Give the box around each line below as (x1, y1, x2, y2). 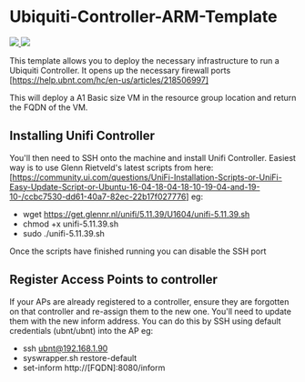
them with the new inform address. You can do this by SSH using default (9, 316, 281, 327)
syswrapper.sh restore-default (22, 352, 137, 363)
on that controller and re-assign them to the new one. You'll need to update (9, 306, 291, 317)
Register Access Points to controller (9, 272, 219, 287)
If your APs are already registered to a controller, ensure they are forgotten (9, 296, 290, 307)
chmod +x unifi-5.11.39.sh (22, 218, 119, 229)
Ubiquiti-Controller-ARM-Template (9, 6, 278, 27)
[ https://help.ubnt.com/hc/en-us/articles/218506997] (9, 75, 209, 85)
